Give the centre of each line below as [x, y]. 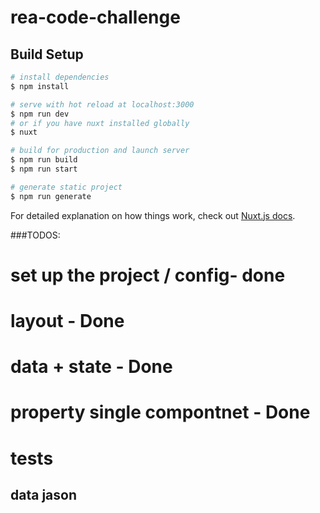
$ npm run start [44, 169]
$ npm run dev [40, 114]
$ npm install [40, 86]
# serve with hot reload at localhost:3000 [102, 104]
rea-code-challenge [95, 17]
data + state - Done [91, 367]
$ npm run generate [51, 196]
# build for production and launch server [100, 151]
